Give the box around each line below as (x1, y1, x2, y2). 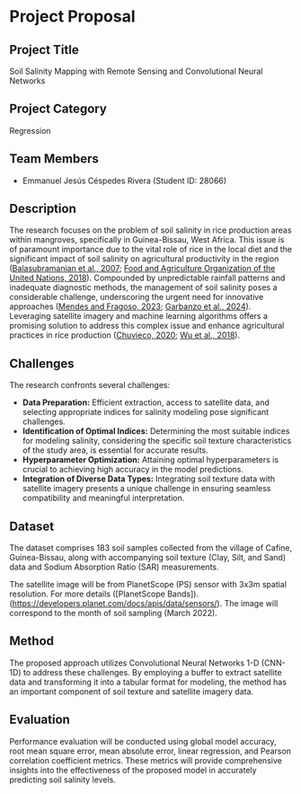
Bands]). (167, 588, 199, 599)
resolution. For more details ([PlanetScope (9, 588, 166, 599)
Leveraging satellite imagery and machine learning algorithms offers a (9, 311, 268, 322)
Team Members (9, 151, 99, 167)
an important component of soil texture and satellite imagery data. (9, 685, 254, 697)
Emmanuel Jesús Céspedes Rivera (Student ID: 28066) (22, 175, 227, 186)
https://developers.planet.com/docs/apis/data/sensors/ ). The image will (12, 598, 279, 609)
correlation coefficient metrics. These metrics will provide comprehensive (9, 754, 283, 765)
